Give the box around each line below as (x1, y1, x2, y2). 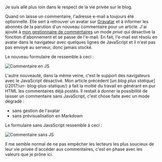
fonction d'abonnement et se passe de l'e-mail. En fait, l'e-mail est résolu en (5, 34, 158, 40)
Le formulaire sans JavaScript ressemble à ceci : (5, 122, 102, 128)
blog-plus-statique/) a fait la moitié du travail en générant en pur (27, 83, 156, 89)
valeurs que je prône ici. (5, 151, 53, 157)
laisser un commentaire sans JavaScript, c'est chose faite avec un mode (5, 93, 150, 99)
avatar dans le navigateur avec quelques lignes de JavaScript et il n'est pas (5, 39, 156, 45)
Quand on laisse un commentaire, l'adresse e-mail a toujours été (5, 14, 134, 19)
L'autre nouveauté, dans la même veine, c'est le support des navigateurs (5, 73, 150, 78)
